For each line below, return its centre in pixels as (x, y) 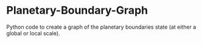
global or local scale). (33, 33)
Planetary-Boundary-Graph (77, 10)
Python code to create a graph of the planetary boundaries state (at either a (101, 27)
